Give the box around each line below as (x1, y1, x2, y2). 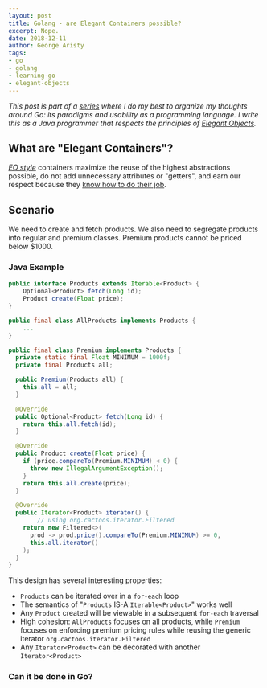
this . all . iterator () (29, 539, 99, 547)
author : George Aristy (8, 42, 84, 50)
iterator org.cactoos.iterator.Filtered (19, 634, 151, 644)
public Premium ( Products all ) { (15, 375, 125, 384)
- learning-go (8, 72, 56, 80)
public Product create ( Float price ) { (15, 449, 146, 458)
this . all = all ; (23, 383, 78, 391)
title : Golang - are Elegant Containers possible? (8, 19, 182, 27)
